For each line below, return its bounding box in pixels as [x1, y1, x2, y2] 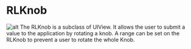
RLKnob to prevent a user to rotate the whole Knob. [6, 36, 135, 43]
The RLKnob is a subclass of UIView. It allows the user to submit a [19, 23, 186, 30]
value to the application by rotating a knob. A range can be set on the [6, 29, 180, 36]
